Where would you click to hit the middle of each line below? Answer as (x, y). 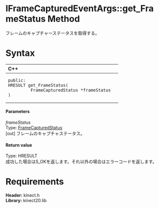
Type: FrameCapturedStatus (34, 128)
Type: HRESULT (22, 156)
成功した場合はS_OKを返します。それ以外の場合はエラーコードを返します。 (81, 162)
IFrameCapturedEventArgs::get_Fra (80, 9)
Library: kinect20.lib (26, 201)
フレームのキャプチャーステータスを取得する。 (53, 33)
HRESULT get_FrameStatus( (38, 85)
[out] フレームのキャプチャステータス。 (45, 134)
